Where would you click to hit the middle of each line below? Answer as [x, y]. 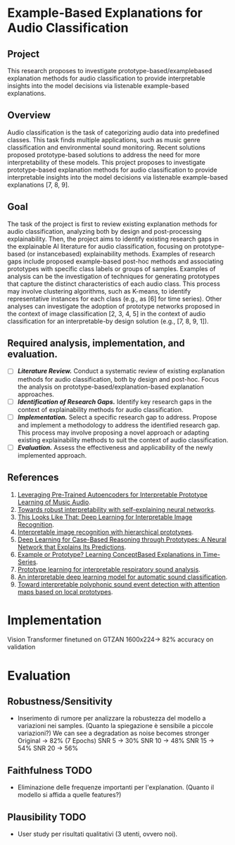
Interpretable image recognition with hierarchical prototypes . [106, 532]
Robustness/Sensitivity [60, 702]
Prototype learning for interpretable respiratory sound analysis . [109, 569]
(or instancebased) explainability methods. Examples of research [121, 254]
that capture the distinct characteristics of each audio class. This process [114, 284]
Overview [29, 115]
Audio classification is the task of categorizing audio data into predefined [113, 132]
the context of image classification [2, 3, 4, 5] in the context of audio [107, 313]
